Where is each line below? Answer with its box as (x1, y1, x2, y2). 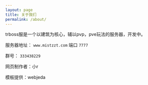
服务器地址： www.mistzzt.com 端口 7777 (5, 42, 88, 48)
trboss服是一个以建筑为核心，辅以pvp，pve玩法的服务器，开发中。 (5, 31, 146, 37)
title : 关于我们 (5, 12, 37, 17)
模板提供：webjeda (5, 74, 46, 80)
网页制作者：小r (5, 64, 39, 70)
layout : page (5, 7, 33, 13)
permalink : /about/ (5, 17, 47, 22)
